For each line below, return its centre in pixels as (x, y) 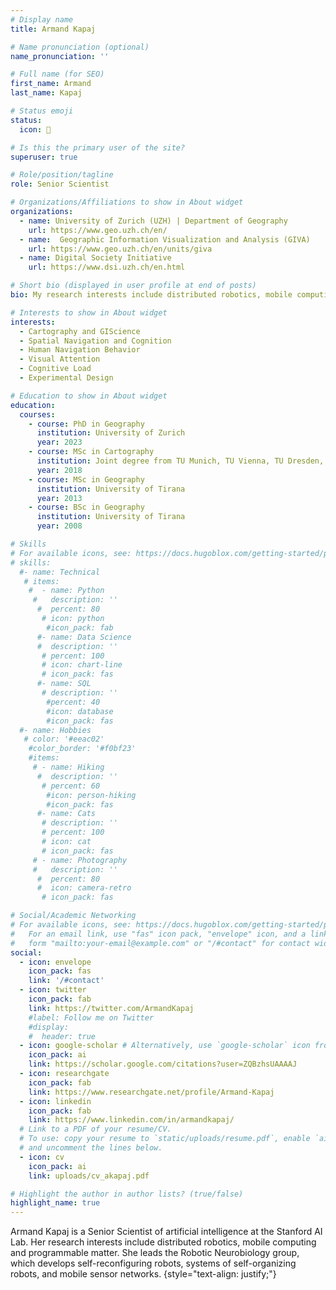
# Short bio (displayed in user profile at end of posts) (133, 286)
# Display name (42, 19)
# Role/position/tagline (62, 175)
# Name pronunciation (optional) (80, 47)
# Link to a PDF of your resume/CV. (95, 1129)
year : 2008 (59, 526)
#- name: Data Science (84, 637)
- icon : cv (42, 1157)
